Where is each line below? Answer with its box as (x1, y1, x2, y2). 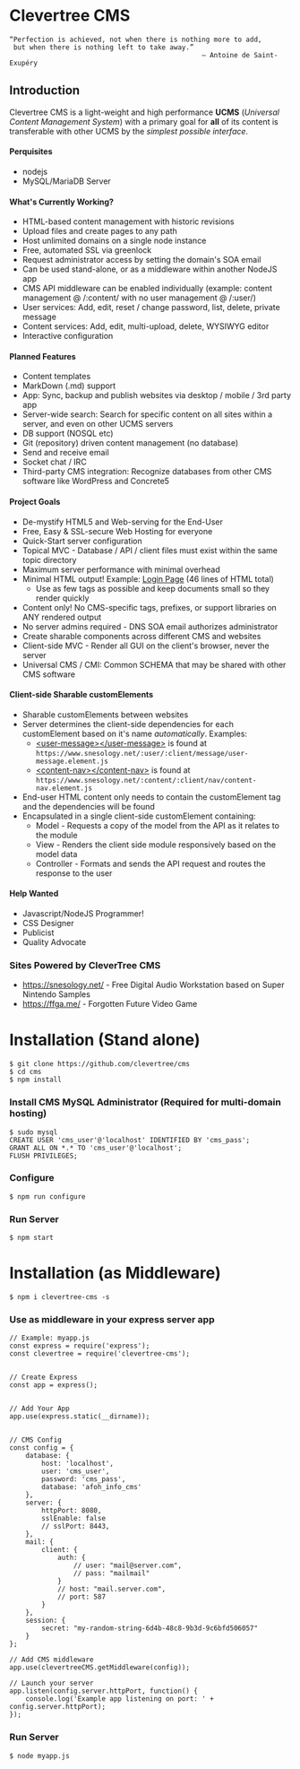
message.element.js (35, 757, 109, 766)
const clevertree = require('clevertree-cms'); (9, 1349, 191, 1358)
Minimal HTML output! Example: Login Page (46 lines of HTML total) (21, 573, 275, 584)
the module (35, 829, 78, 840)
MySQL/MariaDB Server (21, 176, 112, 186)
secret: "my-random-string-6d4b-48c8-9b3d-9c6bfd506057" (41, 1624, 258, 1633)
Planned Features (9, 351, 76, 361)
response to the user (35, 867, 113, 879)
